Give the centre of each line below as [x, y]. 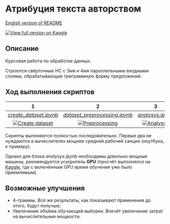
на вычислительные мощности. [47, 216]
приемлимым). [22, 172]
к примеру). [18, 146]
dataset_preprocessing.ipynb [98, 115]
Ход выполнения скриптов [50, 92]
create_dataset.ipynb [33, 115]
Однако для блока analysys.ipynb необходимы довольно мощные [76, 156]
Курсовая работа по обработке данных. [49, 61]
